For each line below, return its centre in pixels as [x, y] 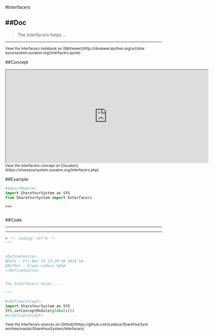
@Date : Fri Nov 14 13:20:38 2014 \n [44, 261]
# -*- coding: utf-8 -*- [31, 239]
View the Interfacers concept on [33, 166]
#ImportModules [21, 188]
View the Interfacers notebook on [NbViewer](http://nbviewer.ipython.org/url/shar [75, 48]
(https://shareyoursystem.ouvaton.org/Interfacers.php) [52, 170]
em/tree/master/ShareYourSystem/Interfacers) [45, 329]
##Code [14, 220]
